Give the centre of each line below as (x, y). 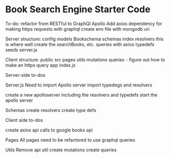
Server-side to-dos (25, 75)
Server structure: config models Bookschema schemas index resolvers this (84, 39)
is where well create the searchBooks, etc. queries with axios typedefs (80, 44)
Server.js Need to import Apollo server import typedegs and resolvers (79, 85)
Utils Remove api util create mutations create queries (61, 150)
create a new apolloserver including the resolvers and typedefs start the (81, 95)
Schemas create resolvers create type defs (51, 110)
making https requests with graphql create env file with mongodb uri (78, 29)
